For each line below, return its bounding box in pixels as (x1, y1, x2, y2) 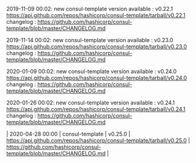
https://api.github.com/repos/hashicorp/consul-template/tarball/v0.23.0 (6, 43, 187, 50)
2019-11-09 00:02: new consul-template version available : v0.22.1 (6, 5, 173, 12)
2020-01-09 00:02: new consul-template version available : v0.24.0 (6, 68, 177, 75)
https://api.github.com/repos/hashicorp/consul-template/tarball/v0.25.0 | (6, 137, 191, 144)
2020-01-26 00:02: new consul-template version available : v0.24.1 (6, 99, 175, 106)
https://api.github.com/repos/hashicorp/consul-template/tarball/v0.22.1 (6, 12, 186, 19)
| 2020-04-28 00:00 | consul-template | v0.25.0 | (6, 131, 131, 137)
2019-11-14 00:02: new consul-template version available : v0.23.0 (6, 37, 173, 43)
